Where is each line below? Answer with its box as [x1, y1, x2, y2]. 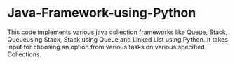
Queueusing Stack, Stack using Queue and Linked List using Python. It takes [7, 35, 228, 43]
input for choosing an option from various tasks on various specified [7, 42, 205, 51]
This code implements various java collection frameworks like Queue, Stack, [7, 28, 228, 36]
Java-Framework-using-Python [7, 5, 196, 21]
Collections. [7, 50, 42, 58]
